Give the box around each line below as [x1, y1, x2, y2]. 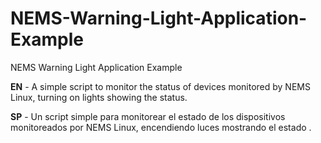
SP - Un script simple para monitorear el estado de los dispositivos [10, 110, 286, 122]
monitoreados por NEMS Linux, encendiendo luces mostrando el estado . [10, 121, 312, 133]
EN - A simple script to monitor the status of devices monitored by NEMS [10, 80, 311, 92]
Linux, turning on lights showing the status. [10, 91, 188, 103]
